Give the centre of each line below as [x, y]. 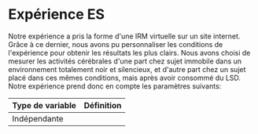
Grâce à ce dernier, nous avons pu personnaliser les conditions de [116, 44]
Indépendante [38, 118]
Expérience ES [56, 14]
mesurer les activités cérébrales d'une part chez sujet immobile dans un [125, 61]
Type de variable [44, 105]
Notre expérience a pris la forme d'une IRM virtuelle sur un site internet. [124, 36]
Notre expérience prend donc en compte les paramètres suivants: [115, 86]
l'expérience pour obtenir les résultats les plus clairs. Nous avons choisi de [129, 53]
